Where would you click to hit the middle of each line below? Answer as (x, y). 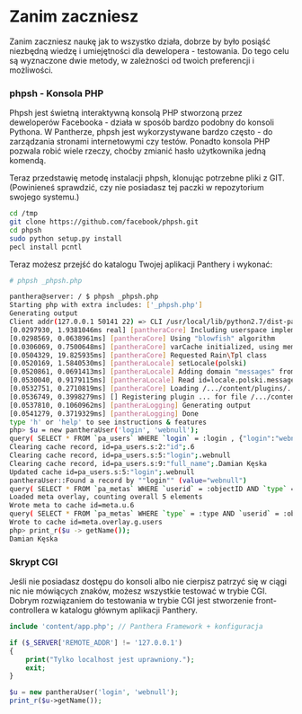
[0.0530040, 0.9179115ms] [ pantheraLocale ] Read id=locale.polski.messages (154, 380)
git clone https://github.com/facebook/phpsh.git (104, 222)
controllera (29, 610)
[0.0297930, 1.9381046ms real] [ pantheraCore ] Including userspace (138, 330)
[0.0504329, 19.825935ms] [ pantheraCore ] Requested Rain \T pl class (138, 355)
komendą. (28, 161)
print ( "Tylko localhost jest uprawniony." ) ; (110, 659)
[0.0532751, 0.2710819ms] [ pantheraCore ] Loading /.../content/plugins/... (154, 389)
